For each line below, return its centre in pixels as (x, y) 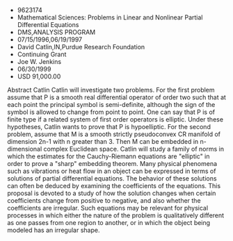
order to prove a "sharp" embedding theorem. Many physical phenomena (112, 164)
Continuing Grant (42, 54)
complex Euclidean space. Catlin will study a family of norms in (134, 149)
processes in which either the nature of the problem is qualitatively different (116, 215)
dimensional (25, 149)
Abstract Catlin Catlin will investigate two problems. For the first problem (111, 90)
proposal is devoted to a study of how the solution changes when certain (112, 193)
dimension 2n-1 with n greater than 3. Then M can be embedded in (103, 141)
